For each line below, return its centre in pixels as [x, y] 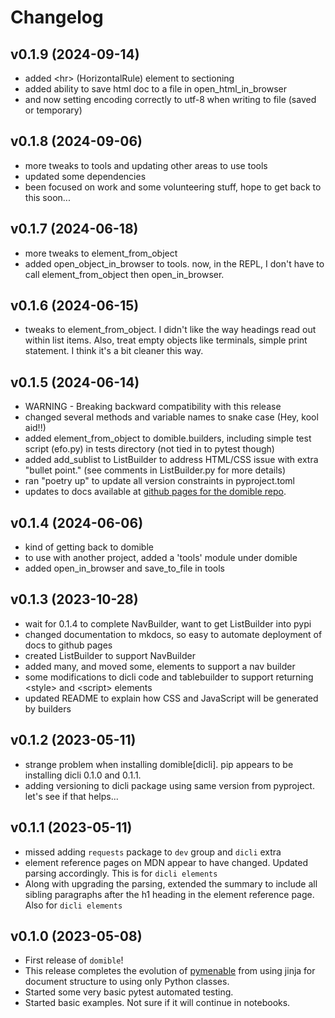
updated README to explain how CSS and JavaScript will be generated [171, 698]
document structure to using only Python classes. [127, 982]
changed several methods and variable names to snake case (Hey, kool [171, 417]
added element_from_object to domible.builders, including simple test [168, 438]
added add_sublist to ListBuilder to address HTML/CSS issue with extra [171, 460]
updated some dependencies [85, 176]
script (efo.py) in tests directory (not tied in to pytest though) [149, 449]
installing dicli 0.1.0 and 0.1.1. [83, 775]
